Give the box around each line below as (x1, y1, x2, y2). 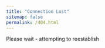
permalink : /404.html (6, 19, 59, 25)
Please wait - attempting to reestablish (6, 36, 100, 43)
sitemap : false (6, 14, 43, 20)
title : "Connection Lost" (6, 8, 69, 15)
